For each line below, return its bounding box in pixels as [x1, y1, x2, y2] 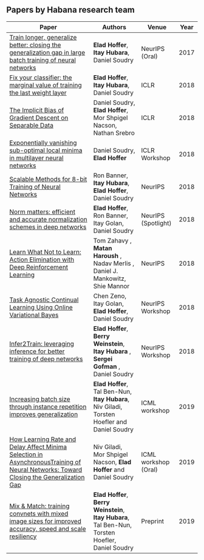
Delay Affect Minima [9, 442, 67, 451]
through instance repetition [9, 402, 87, 411]
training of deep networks [9, 354, 83, 363]
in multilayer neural [9, 153, 64, 162]
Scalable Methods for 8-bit [9, 175, 87, 183]
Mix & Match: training [9, 502, 70, 510]
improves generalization [9, 410, 78, 418]
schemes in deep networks [9, 223, 87, 231]
